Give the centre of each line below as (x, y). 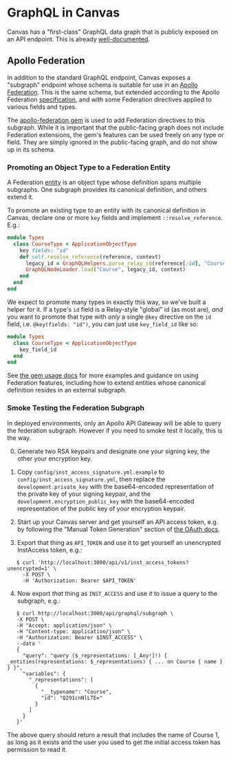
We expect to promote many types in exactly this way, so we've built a (107, 302)
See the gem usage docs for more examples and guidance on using (103, 376)
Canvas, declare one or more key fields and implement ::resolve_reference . (115, 218)
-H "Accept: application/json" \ (64, 626)
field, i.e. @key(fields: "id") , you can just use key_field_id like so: (103, 324)
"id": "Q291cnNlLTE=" (72, 698)
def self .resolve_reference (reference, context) (90, 257)
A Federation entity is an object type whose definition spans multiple (104, 182)
